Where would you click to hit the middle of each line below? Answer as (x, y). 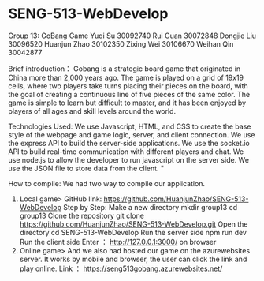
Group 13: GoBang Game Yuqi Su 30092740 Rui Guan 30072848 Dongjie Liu (132, 36)
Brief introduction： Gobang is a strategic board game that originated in (125, 69)
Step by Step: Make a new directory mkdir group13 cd (150, 207)
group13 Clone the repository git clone (82, 215)
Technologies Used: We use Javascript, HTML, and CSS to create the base (130, 126)
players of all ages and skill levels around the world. (92, 111)
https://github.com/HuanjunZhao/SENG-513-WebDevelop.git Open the (134, 224)
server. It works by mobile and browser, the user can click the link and (133, 259)
